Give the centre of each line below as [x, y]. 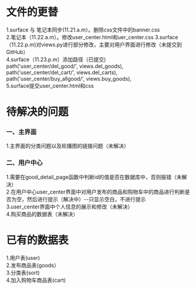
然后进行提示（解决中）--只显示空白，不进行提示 [86, 199]
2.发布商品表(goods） [33, 265]
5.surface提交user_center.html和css [50, 85]
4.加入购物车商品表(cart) [36, 280]
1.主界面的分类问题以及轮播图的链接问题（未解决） [68, 146]
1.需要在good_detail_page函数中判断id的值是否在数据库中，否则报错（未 [94, 177]
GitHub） [17, 52]
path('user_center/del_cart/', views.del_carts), [62, 72]
